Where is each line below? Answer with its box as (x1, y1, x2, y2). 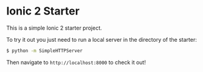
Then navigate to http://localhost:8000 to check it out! (6, 59, 146, 66)
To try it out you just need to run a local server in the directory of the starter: (6, 36, 198, 43)
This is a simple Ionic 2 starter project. (6, 24, 102, 31)
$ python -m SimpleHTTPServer (6, 47, 83, 54)
